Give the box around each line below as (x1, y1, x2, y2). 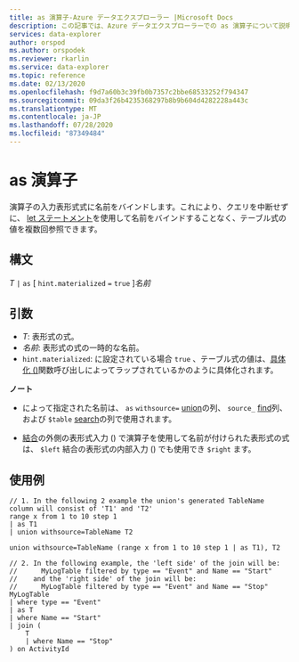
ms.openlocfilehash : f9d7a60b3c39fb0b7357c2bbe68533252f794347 (9, 87, 249, 96)
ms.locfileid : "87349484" (9, 129, 105, 138)
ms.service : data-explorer (9, 63, 109, 72)
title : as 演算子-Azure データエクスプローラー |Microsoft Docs (9, 12, 234, 22)
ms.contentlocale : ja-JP (9, 112, 101, 121)
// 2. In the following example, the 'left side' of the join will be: (9, 559, 280, 568)
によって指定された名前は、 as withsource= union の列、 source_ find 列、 (21, 403, 287, 413)
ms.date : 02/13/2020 (9, 79, 86, 88)
